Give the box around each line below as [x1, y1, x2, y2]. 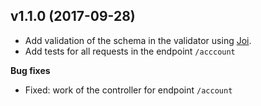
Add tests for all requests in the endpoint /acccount [24, 45, 236, 57]
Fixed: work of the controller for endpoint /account [24, 84, 233, 96]
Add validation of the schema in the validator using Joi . [24, 34, 252, 46]
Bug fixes [10, 64, 51, 76]
